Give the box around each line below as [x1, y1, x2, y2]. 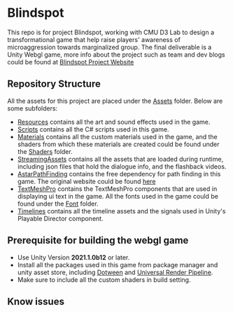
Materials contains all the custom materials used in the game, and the [17, 132, 218, 141]
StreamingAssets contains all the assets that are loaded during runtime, [17, 155, 224, 163]
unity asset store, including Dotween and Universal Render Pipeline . [17, 268, 213, 276]
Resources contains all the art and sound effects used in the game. [17, 118, 211, 126]
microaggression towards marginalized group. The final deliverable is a [7, 43, 212, 51]
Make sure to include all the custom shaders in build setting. [17, 275, 191, 284]
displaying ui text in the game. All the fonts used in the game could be [17, 192, 219, 200]
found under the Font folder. [17, 199, 99, 208]
